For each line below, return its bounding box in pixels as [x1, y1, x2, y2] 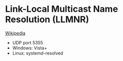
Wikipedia [5, 30, 26, 36]
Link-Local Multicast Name [5, 3, 118, 15]
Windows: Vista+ [12, 45, 47, 51]
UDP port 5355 [12, 39, 43, 45]
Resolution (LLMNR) [5, 14, 89, 25]
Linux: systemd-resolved [12, 50, 63, 56]
